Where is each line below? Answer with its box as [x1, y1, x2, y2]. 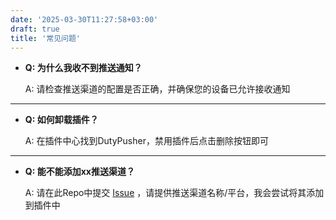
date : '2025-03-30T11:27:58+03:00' [10, 14, 159, 25]
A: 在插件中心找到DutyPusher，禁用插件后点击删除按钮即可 [24, 135, 269, 147]
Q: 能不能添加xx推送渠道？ [24, 166, 135, 178]
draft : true [10, 24, 60, 34]
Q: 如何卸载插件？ [24, 114, 99, 126]
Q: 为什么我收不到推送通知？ [24, 62, 143, 74]
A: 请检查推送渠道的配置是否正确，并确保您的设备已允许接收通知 [24, 83, 291, 95]
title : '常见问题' [10, 33, 82, 43]
